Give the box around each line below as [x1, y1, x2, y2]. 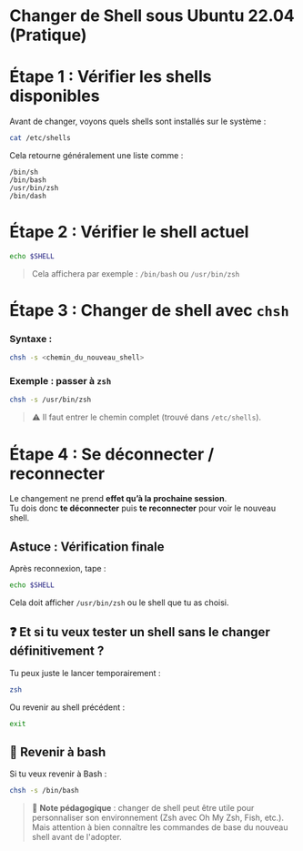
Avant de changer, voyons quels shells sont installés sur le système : [9, 116, 267, 127]
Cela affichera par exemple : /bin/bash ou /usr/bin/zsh [31, 268, 240, 279]
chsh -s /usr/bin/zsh [9, 395, 92, 405]
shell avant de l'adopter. [31, 832, 123, 843]
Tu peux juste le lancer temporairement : [9, 667, 161, 678]
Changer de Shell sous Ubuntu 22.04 [9, 5, 295, 26]
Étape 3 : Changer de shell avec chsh [9, 300, 289, 320]
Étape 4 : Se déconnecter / [9, 443, 215, 464]
